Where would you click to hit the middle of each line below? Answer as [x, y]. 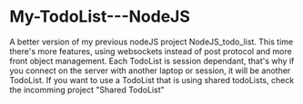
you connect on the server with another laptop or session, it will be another [150, 71]
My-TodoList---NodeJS [100, 17]
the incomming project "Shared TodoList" [87, 90]
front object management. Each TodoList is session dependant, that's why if [152, 61]
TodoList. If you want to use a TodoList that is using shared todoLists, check [152, 80]
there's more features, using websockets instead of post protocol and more [151, 51]
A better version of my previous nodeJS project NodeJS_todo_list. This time [151, 42]
